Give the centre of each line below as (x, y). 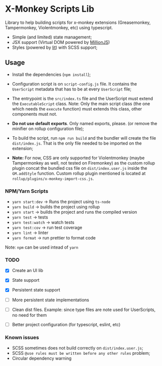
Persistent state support (36, 290)
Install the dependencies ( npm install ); (51, 74)
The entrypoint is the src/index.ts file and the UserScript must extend (82, 98)
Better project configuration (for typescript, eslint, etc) (66, 324)
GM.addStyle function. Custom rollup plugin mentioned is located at (79, 173)
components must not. (34, 114)
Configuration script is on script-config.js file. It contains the (74, 84)
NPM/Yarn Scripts (27, 191)
